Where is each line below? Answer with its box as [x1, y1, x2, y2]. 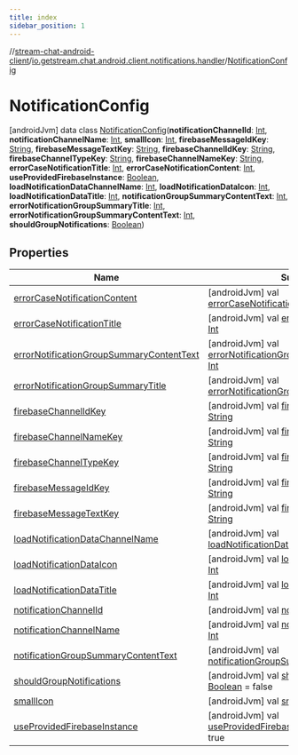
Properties [9, 245, 69, 260]
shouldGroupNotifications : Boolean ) [9, 219, 145, 230]
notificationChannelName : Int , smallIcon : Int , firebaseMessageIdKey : [9, 134, 269, 145]
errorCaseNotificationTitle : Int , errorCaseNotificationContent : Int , [9, 163, 255, 173]
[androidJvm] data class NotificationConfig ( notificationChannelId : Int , [9, 125, 268, 136]
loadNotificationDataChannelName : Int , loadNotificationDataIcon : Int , [9, 181, 271, 192]
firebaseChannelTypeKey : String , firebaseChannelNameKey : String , [9, 153, 264, 164]
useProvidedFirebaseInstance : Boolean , [9, 172, 160, 183]
